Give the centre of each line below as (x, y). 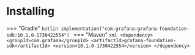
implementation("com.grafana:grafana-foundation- (125, 29)
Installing (31, 11)
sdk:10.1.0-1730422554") (38, 35)
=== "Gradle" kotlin (32, 28)
